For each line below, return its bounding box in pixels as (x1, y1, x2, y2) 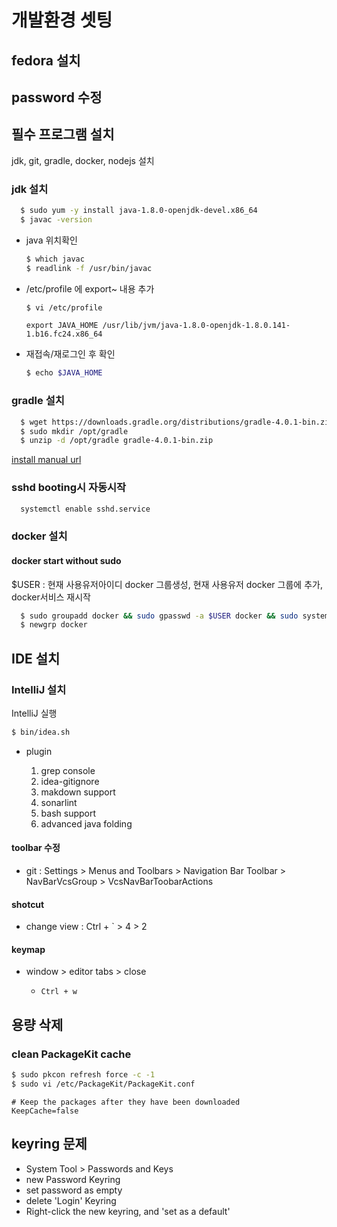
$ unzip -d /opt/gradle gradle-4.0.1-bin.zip (20, 436, 214, 446)
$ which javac (25, 254, 85, 264)
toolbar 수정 (11, 842, 61, 854)
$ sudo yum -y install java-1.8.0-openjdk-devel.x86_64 (20, 206, 258, 216)
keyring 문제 (11, 1136, 88, 1153)
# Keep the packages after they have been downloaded (11, 1097, 241, 1107)
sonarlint (40, 796, 78, 808)
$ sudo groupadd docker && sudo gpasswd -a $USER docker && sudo (20, 611, 299, 621)
